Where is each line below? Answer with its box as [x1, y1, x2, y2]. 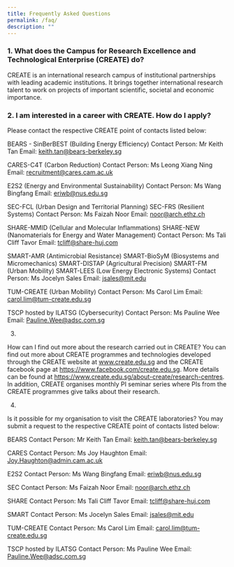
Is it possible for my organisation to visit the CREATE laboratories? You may [7, 414, 224, 423]
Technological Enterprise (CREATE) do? [7, 55, 145, 65]
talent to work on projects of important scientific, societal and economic [7, 85, 214, 94]
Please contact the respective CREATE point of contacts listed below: [7, 126, 207, 135]
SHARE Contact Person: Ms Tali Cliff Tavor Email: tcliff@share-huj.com [7, 497, 211, 505]
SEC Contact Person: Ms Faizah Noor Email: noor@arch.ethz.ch [7, 483, 191, 492]
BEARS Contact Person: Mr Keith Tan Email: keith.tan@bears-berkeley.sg [7, 435, 218, 444]
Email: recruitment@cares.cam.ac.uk [7, 168, 113, 176]
